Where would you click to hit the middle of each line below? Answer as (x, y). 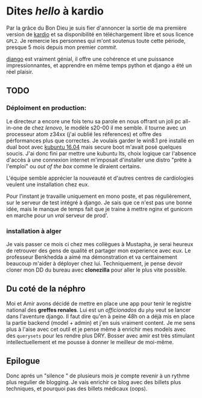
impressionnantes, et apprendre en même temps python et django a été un (99, 65)
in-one (14, 128)
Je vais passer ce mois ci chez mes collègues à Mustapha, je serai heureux (100, 244)
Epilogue (23, 361)
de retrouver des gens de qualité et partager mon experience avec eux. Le (99, 250)
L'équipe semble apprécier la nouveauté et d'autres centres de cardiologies (100, 178)
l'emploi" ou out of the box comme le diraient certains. (74, 166)
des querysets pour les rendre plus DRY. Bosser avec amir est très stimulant (100, 335)
